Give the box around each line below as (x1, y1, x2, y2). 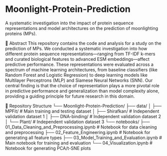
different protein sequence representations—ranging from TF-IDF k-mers (5, 51, 156, 57)
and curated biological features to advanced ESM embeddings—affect (5, 56, 150, 62)
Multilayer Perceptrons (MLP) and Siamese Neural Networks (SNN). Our (5, 77, 153, 83)
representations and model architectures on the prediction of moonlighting (5, 25, 159, 31)
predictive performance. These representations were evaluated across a (5, 61, 154, 67)
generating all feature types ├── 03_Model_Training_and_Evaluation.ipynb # (5, 135, 162, 141)
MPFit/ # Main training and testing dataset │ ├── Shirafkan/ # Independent (5, 108, 160, 114)
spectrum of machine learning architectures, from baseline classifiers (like (5, 66, 158, 73)
